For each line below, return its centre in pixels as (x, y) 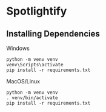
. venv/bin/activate (32, 98)
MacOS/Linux (23, 81)
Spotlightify (37, 11)
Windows (18, 48)
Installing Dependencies (53, 34)
